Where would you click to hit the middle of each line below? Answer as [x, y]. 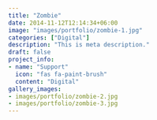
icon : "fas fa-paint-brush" [62, 74]
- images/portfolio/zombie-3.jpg [63, 103]
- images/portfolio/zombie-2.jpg [63, 96]
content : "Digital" [47, 81]
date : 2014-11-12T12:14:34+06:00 [63, 23]
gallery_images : [35, 89]
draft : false [30, 52]
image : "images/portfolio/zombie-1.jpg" [76, 30]
